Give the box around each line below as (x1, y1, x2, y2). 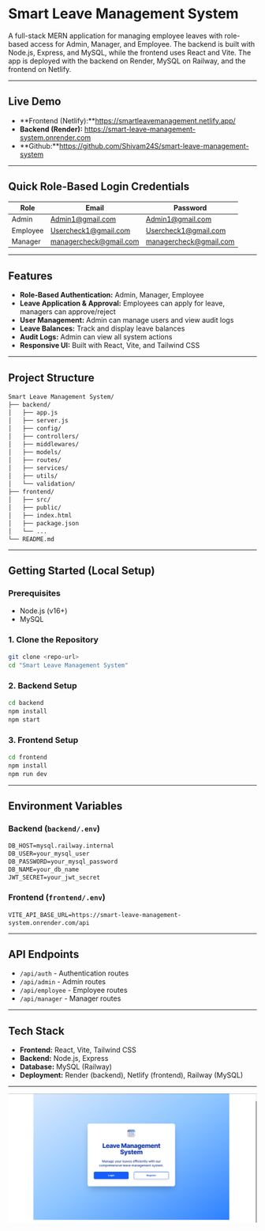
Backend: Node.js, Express (19, 1054, 109, 1063)
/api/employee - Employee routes (19, 986, 128, 995)
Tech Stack (8, 1024, 65, 1037)
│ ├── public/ (8, 503, 62, 511)
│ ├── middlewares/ (8, 440, 80, 448)
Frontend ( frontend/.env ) (8, 892, 106, 903)
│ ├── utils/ (8, 472, 58, 479)
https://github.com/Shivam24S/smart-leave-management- (58, 141, 250, 150)
